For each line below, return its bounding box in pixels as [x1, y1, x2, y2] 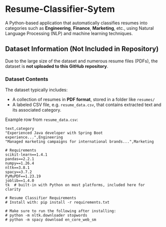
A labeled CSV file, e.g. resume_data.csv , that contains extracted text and [12, 102, 162, 108]
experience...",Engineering [5, 135, 63, 140]
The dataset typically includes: [5, 87, 68, 93]
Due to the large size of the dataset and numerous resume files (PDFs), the [5, 58, 158, 64]
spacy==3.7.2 [5, 170, 32, 174]
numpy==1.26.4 [5, 161, 35, 166]
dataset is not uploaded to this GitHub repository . [5, 63, 109, 69]
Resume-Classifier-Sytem [5, 3, 115, 15]
